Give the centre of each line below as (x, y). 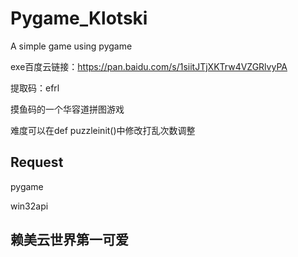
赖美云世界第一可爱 (69, 240)
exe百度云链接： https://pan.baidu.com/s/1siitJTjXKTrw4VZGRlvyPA (149, 66)
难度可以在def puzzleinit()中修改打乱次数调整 (103, 130)
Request (37, 162)
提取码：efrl (35, 88)
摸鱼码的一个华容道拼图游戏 (67, 109)
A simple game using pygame (71, 46)
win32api (29, 206)
